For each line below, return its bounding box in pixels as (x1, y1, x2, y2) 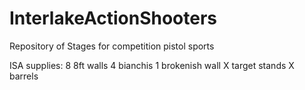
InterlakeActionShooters (9, 7, 218, 30)
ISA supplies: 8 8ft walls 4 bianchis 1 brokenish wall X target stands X (9, 59, 295, 71)
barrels (9, 70, 39, 82)
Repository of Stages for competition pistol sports (9, 40, 215, 52)
